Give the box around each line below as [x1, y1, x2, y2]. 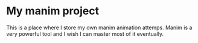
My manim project [6, 4, 100, 18]
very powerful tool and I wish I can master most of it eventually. [6, 30, 164, 37]
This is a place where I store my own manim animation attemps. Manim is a [6, 24, 193, 31]
